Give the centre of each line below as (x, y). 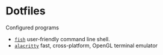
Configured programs (32, 27)
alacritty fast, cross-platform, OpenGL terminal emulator (86, 45)
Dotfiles (26, 11)
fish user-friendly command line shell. (62, 39)
